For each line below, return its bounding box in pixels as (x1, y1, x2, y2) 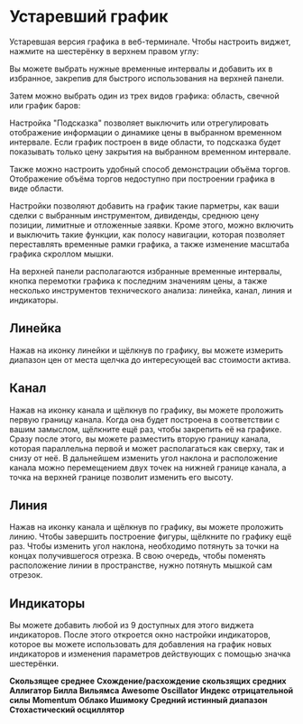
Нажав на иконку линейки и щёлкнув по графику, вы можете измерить (9, 345, 284, 356)
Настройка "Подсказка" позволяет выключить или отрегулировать (9, 117, 269, 128)
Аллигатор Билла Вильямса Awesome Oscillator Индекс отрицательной (9, 685, 294, 696)
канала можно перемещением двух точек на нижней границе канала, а (9, 462, 287, 473)
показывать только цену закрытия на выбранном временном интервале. (9, 146, 291, 157)
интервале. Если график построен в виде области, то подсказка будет (9, 136, 281, 147)
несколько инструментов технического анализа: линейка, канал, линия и (9, 284, 292, 295)
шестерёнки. (9, 658, 59, 669)
